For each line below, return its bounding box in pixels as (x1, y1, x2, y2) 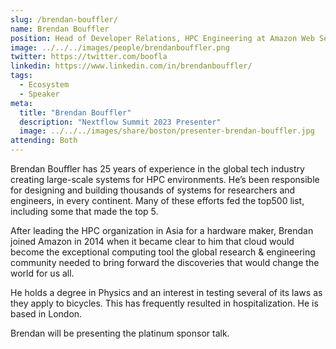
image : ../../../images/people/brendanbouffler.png (10, 42, 230, 53)
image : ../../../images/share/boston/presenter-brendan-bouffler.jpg (19, 126, 315, 136)
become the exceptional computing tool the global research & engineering (10, 246, 316, 258)
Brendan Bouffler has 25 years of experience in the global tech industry (10, 163, 305, 175)
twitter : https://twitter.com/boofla (10, 52, 168, 62)
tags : (10, 71, 33, 81)
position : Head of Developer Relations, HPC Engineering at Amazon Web (10, 33, 315, 43)
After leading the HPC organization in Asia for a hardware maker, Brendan (10, 225, 314, 236)
